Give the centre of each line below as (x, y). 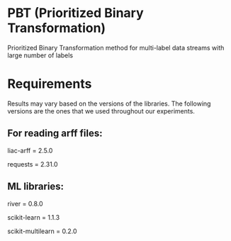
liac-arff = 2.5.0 (30, 150)
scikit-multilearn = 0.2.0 (42, 231)
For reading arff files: (55, 134)
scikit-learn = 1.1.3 (34, 217)
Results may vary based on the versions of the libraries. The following (109, 103)
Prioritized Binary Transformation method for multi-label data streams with (116, 47)
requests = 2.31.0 (33, 164)
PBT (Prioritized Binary (75, 13)
